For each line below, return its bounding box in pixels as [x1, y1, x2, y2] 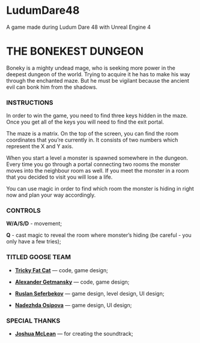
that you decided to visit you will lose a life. [6, 173, 113, 180]
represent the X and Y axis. [6, 143, 74, 150]
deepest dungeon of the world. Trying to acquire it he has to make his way [6, 70, 190, 78]
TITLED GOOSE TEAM [6, 253, 71, 261]
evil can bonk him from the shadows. [6, 83, 98, 91]
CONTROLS [6, 206, 41, 215]
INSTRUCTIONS [6, 98, 53, 107]
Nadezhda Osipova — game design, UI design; [14, 301, 132, 309]
